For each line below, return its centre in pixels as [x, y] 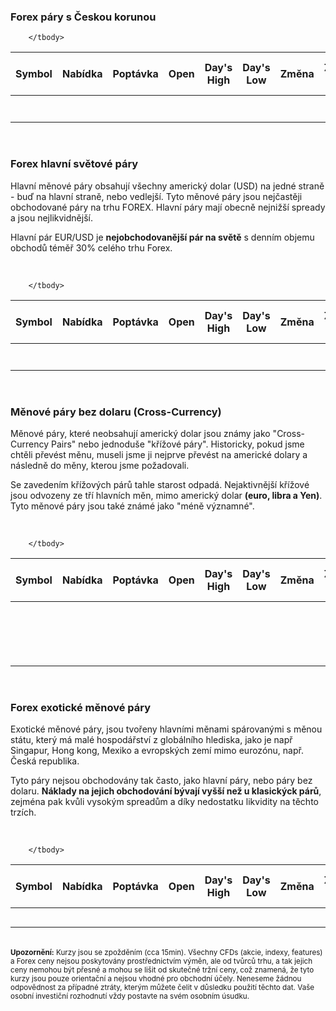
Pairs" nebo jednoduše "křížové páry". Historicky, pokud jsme [177, 444]
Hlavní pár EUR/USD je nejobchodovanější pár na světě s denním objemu [162, 237]
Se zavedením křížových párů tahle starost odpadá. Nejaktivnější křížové [160, 484]
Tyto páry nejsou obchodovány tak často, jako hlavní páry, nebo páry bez [161, 781]
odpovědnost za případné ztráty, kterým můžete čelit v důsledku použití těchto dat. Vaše [162, 988]
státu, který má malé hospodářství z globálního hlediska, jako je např [151, 740]
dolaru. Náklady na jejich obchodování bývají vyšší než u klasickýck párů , [166, 791]
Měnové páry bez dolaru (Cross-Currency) [116, 412]
